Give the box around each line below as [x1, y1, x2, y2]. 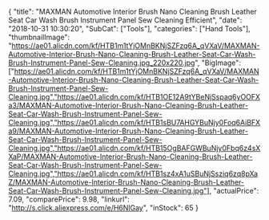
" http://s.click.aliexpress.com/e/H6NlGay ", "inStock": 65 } [8, 203, 199, 212]
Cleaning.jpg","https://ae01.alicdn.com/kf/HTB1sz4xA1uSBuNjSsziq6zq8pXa [8, 169, 259, 178]
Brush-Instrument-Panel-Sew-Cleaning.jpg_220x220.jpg [8, 58, 195, 67]
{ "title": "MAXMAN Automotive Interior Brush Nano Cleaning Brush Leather [8, 7, 258, 16]
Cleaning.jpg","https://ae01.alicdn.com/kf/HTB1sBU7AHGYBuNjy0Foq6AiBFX [8, 118, 261, 127]
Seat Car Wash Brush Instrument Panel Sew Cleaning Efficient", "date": [8, 15, 243, 25]
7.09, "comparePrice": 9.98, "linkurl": [8, 194, 130, 204]
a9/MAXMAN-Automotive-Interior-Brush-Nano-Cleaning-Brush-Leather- [8, 126, 248, 136]
